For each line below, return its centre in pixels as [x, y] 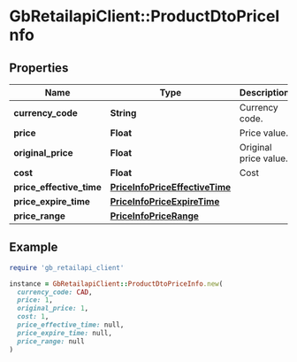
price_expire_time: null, [65, 333]
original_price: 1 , [53, 308]
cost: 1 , [33, 317]
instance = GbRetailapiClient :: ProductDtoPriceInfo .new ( [116, 284]
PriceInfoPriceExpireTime [165, 201]
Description [264, 92]
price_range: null [51, 341]
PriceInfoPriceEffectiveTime [171, 187]
